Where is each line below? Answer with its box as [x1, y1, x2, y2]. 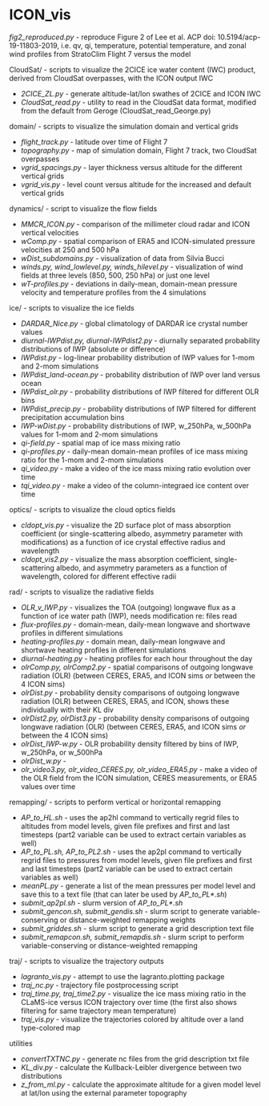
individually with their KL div [20, 705, 114, 714]
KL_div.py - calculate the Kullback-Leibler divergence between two [20, 1062, 243, 1072]
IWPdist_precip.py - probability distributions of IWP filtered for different [20, 404, 257, 413]
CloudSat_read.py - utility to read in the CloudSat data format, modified [20, 97, 257, 107]
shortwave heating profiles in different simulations [20, 644, 187, 655]
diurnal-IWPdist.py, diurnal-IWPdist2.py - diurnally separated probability [20, 335, 261, 345]
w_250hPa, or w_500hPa [20, 747, 103, 757]
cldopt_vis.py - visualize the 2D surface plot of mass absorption [20, 520, 231, 530]
